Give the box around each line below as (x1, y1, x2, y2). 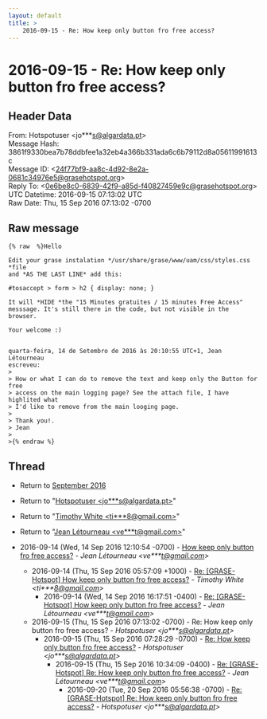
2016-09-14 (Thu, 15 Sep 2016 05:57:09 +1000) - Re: (31, 567, 205, 576)
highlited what (8, 396, 59, 404)
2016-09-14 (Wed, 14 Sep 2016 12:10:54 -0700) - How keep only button (19, 543, 254, 552)
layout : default (8, 11, 62, 20)
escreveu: (8, 361, 41, 369)
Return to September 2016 (19, 481, 106, 490)
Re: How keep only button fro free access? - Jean (86, 668, 250, 678)
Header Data (8, 109, 72, 123)
